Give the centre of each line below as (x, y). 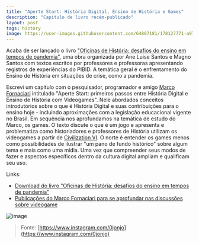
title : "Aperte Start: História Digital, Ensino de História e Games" (95, 12)
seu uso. (17, 163)
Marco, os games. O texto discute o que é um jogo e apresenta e (85, 125)
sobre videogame (36, 204)
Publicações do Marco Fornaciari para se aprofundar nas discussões (99, 199)
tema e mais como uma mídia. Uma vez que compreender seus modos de (96, 150)
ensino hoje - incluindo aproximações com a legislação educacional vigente (99, 113)
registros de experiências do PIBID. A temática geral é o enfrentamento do (97, 69)
